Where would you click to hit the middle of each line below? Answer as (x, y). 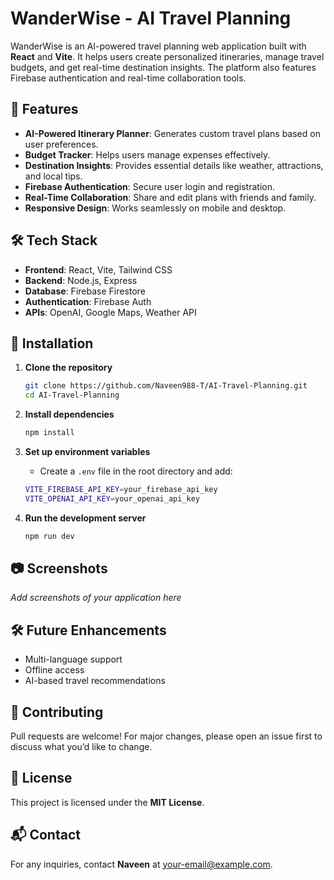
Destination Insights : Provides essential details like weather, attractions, (174, 165)
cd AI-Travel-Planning (72, 395)
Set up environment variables (87, 451)
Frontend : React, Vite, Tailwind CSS (98, 269)
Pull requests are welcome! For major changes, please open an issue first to (166, 736)
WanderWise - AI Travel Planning (151, 18)
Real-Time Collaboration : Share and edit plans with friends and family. (170, 197)
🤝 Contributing (57, 712)
